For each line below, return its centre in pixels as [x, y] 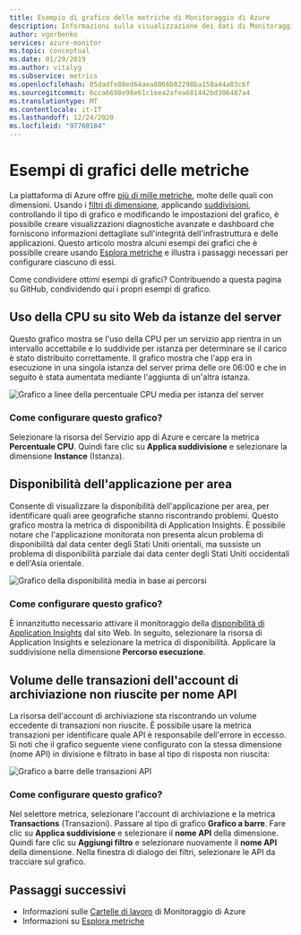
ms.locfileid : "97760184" [57, 127]
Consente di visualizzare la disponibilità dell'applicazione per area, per [139, 506]
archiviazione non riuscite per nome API [123, 694]
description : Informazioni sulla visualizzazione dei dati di [128, 26]
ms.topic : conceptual [50, 51]
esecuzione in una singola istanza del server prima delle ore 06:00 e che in [148, 367]
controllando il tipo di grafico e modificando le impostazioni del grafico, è [144, 214]
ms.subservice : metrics [54, 76]
